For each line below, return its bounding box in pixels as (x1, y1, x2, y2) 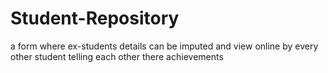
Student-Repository (10, 7, 180, 30)
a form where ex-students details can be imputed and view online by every (10, 40, 319, 52)
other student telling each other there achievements (10, 50, 224, 62)
